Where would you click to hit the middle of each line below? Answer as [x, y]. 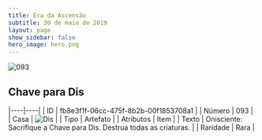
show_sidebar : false [42, 37]
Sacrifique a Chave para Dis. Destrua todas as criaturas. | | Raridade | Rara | [131, 127]
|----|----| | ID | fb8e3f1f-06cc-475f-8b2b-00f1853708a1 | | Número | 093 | [131, 110]
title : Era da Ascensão [47, 15]
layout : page [30, 30]
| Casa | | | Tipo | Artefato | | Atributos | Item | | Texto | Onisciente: [125, 119]
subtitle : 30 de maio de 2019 [58, 23]
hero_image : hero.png [44, 45]
